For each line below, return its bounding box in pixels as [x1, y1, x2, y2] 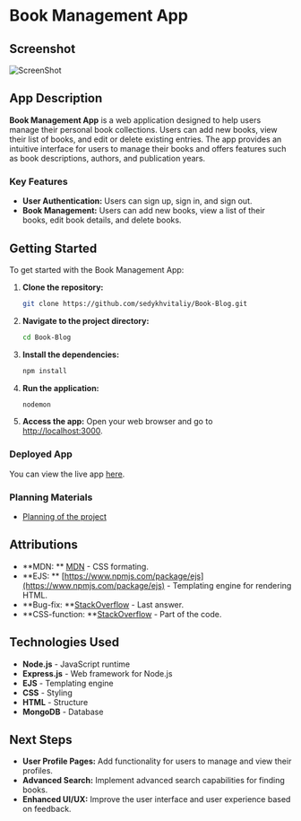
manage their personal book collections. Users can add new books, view [9, 124, 278, 135]
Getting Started [9, 240, 98, 256]
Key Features [9, 175, 69, 188]
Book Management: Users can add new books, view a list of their [21, 205, 266, 216]
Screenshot [9, 41, 76, 57]
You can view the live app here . [9, 468, 125, 479]
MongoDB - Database [21, 706, 104, 717]
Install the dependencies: [21, 349, 119, 360]
